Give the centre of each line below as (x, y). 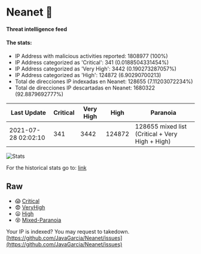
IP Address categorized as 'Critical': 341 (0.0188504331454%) (92, 62)
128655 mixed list (161, 126)
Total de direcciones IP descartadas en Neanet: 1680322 (85, 88)
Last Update (29, 112)
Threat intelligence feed (37, 29)
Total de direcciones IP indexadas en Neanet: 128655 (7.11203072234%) (104, 81)
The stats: (19, 43)
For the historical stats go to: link (46, 167)
